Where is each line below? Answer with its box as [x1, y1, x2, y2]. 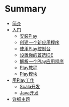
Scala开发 [19, 83, 40, 89]
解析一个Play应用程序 [19, 58, 64, 64]
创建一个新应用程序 [19, 39, 60, 45]
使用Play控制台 [19, 45, 51, 51]
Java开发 [19, 89, 39, 96]
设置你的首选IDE [19, 51, 53, 58]
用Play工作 [12, 77, 35, 83]
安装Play [19, 33, 38, 39]
